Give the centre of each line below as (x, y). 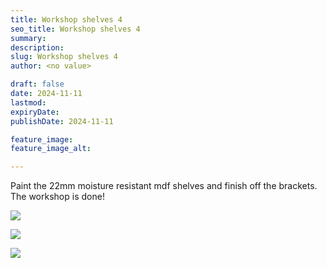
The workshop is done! (57, 197)
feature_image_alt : (51, 149)
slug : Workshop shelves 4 (64, 57)
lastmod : (28, 102)
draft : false (37, 84)
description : (37, 47)
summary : (28, 38)
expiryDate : (35, 112)
